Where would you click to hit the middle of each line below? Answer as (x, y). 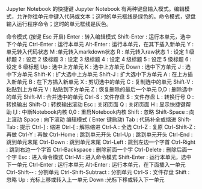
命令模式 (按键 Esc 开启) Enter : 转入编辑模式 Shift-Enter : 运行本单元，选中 (99, 37)
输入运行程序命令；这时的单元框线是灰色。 (59, 24)
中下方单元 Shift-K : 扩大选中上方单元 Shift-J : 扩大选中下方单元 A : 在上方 (97, 74)
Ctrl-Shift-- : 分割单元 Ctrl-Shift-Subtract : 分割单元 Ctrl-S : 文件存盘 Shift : (98, 172)
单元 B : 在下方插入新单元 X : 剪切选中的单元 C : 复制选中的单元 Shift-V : (105, 82)
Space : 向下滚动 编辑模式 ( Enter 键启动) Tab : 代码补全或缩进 (100, 119)
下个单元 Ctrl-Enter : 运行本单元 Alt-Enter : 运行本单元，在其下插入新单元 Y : (100, 44)
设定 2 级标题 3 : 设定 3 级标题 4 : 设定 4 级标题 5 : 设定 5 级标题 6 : (109, 59)
